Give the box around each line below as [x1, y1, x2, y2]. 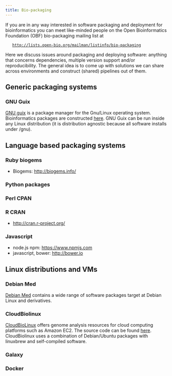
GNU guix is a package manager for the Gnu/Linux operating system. [5, 110, 151, 116]
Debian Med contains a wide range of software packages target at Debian [5, 292, 162, 298]
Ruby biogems [5, 156, 42, 163]
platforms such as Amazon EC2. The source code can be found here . [5, 327, 151, 334]
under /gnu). [5, 126, 32, 133]
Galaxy [5, 351, 24, 359]
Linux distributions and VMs [5, 265, 98, 274]
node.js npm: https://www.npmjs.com [12, 245, 92, 251]
